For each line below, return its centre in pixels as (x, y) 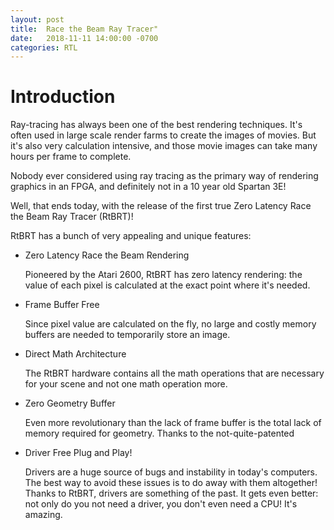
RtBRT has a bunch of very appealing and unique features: (131, 236)
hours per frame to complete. (71, 157)
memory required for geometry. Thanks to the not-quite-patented (159, 433)
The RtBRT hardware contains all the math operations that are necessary (174, 373)
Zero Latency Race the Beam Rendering (107, 255)
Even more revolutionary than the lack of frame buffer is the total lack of (173, 423)
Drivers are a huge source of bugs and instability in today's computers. (171, 472)
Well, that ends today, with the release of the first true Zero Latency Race (161, 206)
